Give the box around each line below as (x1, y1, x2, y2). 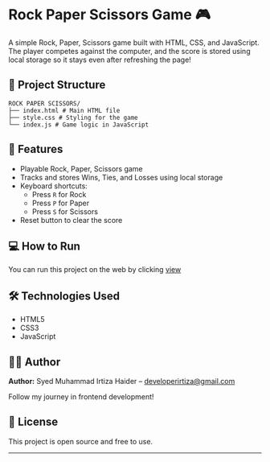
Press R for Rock (31, 189, 87, 199)
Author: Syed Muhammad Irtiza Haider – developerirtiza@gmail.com (8, 377, 235, 386)
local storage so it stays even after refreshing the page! (8, 55, 191, 64)
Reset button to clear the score (19, 215, 123, 225)
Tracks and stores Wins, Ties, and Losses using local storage (19, 172, 223, 182)
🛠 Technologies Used (8, 289, 121, 303)
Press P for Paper (31, 198, 90, 208)
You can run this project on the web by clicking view (8, 265, 182, 274)
